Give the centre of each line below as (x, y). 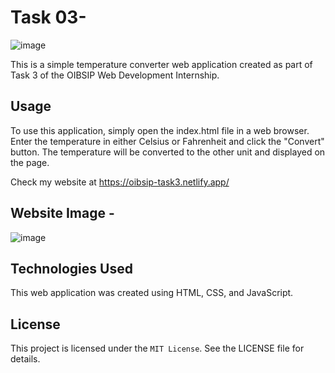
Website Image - (62, 213)
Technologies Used (71, 268)
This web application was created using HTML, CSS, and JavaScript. (152, 293)
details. (25, 359)
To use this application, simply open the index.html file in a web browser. (160, 130)
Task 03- (48, 17)
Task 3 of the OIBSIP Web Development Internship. (115, 75)
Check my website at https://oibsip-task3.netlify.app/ (120, 182)
